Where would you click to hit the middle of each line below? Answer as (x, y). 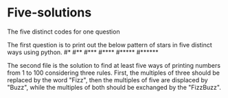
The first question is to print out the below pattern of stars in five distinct (110, 45)
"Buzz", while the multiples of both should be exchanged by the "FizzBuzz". (114, 87)
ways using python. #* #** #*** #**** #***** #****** (83, 52)
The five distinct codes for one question (64, 32)
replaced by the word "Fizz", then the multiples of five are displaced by (107, 79)
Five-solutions (49, 13)
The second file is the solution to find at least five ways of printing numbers (114, 65)
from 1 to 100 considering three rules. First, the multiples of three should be (113, 73)
